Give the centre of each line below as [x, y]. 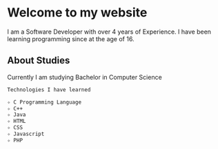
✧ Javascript [26, 134]
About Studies [39, 61]
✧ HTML [17, 122]
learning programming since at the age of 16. [71, 38]
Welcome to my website [77, 13]
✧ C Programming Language [44, 102]
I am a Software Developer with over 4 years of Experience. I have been [109, 32]
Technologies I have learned [49, 90]
